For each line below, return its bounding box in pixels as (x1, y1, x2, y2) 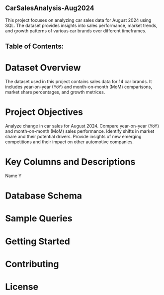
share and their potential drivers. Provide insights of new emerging (5, 134, 142, 140)
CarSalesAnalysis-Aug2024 (5, 4, 94, 12)
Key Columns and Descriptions (5, 156, 136, 168)
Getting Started (5, 236, 71, 247)
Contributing (5, 258, 59, 270)
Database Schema (5, 190, 82, 201)
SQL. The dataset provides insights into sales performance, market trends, (5, 22, 158, 28)
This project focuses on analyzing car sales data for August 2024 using (5, 17, 152, 23)
